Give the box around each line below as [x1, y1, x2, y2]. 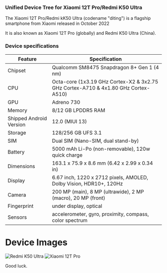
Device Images [5, 237, 68, 248]
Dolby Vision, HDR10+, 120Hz [52, 180, 123, 187]
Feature [18, 55, 37, 62]
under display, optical [52, 202, 102, 209]
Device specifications [5, 43, 59, 50]
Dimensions [7, 163, 36, 170]
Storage [7, 129, 26, 136]
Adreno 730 [52, 98, 81, 105]
